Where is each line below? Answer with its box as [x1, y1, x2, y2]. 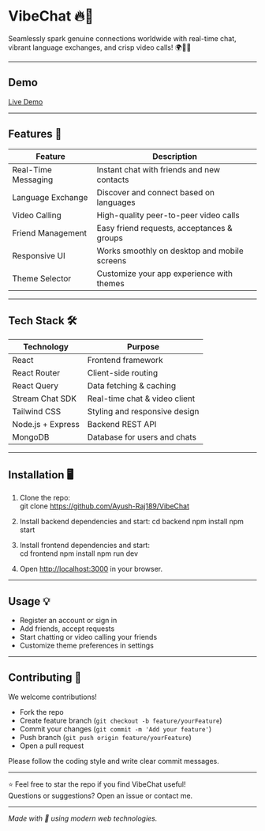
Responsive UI [12, 250, 65, 261]
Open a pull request [19, 741, 84, 750]
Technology [23, 342, 69, 353]
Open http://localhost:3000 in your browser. [19, 565, 163, 574]
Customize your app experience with [96, 268, 233, 279]
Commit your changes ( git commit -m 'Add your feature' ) [19, 723, 212, 734]
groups [96, 232, 124, 244]
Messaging [12, 174, 54, 185]
